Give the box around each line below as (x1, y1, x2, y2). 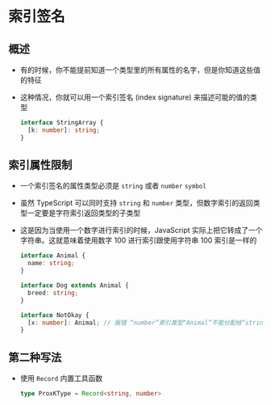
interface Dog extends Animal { (19, 281, 129, 290)
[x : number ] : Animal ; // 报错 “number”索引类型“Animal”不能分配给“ (27, 319, 246, 327)
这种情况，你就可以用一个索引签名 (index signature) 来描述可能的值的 (19, 92, 251, 102)
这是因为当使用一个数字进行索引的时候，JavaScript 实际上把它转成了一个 (19, 226, 263, 235)
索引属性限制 (8, 159, 73, 172)
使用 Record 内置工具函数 (19, 374, 103, 383)
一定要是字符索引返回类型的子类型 (27, 208, 141, 218)
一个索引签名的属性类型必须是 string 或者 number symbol (19, 181, 207, 191)
